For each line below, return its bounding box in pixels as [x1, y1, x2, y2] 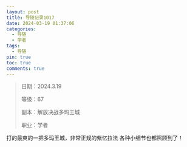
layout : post [6, 9, 39, 15]
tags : [6, 43, 20, 49]
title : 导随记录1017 [6, 15, 55, 21]
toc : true [6, 60, 32, 66]
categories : [6, 26, 36, 32]
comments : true [6, 65, 45, 72]
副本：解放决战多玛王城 [21, 109, 80, 116]
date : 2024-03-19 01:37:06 [6, 20, 75, 26]
